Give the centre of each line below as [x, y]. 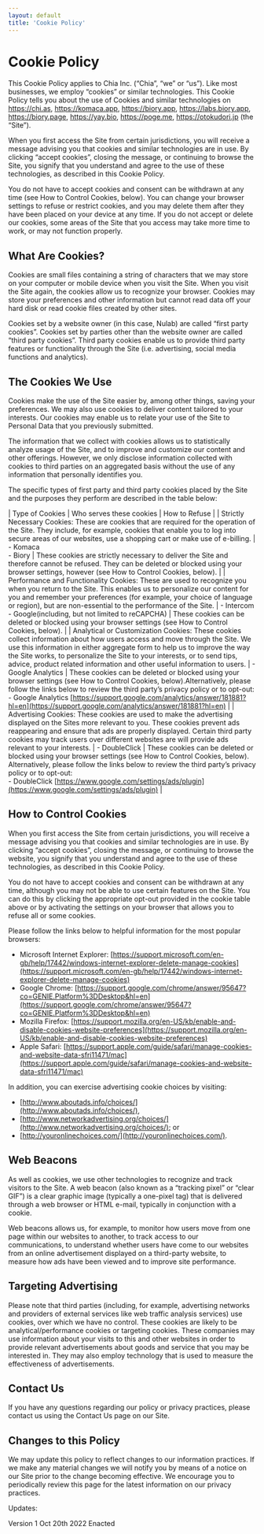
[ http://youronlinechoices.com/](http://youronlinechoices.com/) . [123, 1136]
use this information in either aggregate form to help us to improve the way [129, 647]
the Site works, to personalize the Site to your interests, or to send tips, [123, 656]
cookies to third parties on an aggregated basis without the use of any [122, 466]
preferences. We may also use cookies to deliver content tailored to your [126, 409]
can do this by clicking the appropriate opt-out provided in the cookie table [129, 899]
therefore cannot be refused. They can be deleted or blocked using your [125, 564]
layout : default [35, 15]
